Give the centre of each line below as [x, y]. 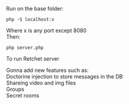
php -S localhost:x [30, 20]
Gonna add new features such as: [48, 70]
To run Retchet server [33, 59]
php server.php [25, 48]
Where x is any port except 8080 [46, 30]
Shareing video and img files [41, 83]
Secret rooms [23, 95]
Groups [15, 89]
